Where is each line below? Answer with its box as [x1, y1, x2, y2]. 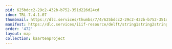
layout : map [5, 31, 31, 36]
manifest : [5, 21, 27, 27]
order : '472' [5, 27, 33, 32]
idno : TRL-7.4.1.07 [5, 12, 47, 17]
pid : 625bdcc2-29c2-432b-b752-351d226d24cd [5, 7, 100, 13]
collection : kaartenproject [5, 36, 66, 41]
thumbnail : [5, 17, 29, 22]
